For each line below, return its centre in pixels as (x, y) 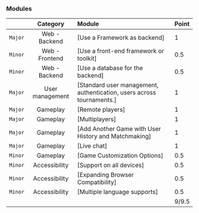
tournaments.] (97, 100)
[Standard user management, (118, 85)
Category (51, 24)
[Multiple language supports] (117, 192)
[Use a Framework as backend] (121, 38)
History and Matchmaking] (114, 136)
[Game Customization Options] (120, 155)
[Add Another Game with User (119, 129)
